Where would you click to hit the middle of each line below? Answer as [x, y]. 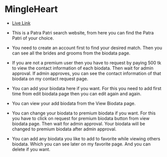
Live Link [21, 23]
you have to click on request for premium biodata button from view [80, 118]
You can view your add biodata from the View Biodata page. [74, 103]
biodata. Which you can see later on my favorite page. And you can [81, 144]
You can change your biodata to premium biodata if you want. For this [84, 113]
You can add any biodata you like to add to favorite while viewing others [86, 138]
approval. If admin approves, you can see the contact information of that [86, 73]
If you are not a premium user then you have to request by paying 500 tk [86, 62]
